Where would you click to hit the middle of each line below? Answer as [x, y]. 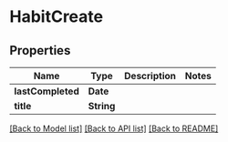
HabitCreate [56, 17]
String [102, 106]
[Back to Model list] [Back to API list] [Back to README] [114, 128]
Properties [40, 51]
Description [150, 76]
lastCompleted [47, 91]
